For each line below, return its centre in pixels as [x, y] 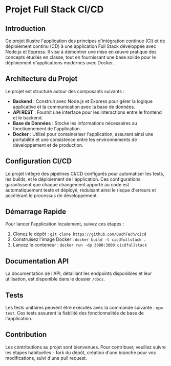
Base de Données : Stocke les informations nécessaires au [75, 123]
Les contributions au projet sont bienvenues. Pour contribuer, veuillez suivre [86, 347]
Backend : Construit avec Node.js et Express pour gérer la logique [82, 101]
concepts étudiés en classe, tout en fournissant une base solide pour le [81, 57]
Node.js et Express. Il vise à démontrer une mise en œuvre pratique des [81, 52]
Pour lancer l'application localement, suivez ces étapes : [65, 224]
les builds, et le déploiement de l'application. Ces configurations [73, 179]
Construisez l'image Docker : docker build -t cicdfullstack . [79, 239]
